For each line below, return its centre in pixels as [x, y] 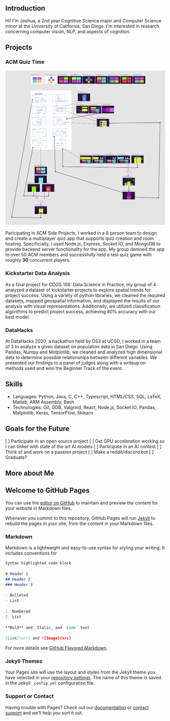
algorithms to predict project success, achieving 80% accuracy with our [81, 311]
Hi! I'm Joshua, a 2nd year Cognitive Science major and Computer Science [83, 20]
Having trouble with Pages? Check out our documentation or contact [77, 707]
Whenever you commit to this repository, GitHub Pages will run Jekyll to [80, 518]
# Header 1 [17, 574]
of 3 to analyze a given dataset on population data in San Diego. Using [79, 346]
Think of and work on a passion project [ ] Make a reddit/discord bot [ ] [79, 452]
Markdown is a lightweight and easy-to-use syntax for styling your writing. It [85, 548]
